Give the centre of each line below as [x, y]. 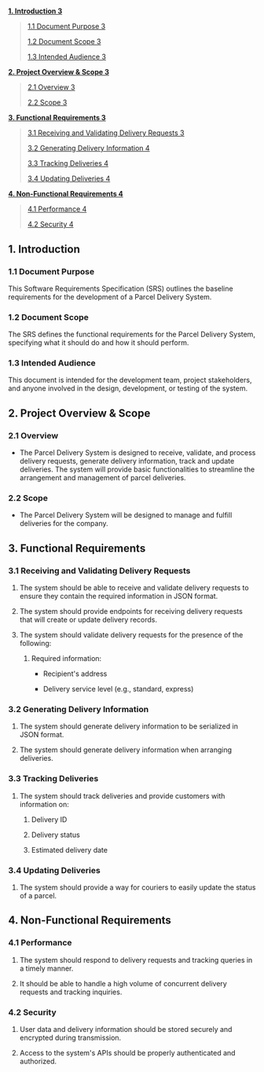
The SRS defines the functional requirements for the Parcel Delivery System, [132, 334]
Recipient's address [75, 674]
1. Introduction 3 [35, 11]
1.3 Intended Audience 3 [66, 57]
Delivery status [55, 835]
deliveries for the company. [64, 523]
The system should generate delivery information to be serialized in [128, 726]
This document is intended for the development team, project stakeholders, [130, 380]
